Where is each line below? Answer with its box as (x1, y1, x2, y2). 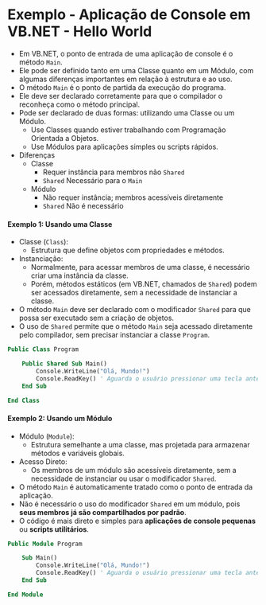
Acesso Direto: (18, 456, 68, 466)
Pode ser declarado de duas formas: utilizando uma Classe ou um (18, 107, 235, 117)
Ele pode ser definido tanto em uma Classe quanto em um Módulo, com (18, 65, 254, 75)
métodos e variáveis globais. (30, 448, 125, 458)
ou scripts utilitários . (18, 524, 89, 534)
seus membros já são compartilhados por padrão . (18, 507, 187, 517)
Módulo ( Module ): (18, 431, 75, 441)
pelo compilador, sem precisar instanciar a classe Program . (18, 330, 210, 340)
